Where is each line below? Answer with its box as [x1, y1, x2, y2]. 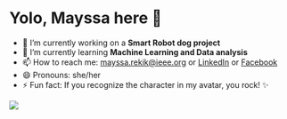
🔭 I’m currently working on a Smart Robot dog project [21, 37, 221, 48]
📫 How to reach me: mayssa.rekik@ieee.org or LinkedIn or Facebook [21, 57, 278, 67]
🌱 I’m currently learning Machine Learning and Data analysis [21, 46, 248, 57]
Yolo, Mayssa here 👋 [9, 8, 162, 28]
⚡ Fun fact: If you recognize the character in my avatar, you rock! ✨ [21, 79, 269, 90]
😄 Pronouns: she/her [21, 69, 101, 80]
